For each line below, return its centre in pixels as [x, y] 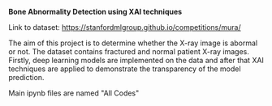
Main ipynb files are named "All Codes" [74, 93]
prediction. [26, 77]
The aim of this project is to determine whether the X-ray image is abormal [133, 43]
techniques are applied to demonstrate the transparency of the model [125, 69]
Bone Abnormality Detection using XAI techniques [95, 12]
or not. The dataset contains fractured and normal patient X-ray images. [129, 51]
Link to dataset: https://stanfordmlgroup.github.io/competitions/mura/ [125, 27]
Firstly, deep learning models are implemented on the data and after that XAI [136, 60]
